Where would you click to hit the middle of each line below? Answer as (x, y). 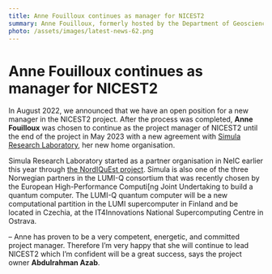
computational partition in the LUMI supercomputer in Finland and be (123, 204)
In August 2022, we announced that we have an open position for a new (129, 111)
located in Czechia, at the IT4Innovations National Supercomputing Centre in (136, 212)
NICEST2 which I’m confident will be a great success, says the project (125, 254)
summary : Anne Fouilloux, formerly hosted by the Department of (119, 24)
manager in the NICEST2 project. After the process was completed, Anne (131, 119)
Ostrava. (23, 221)
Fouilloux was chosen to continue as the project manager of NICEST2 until (133, 128)
